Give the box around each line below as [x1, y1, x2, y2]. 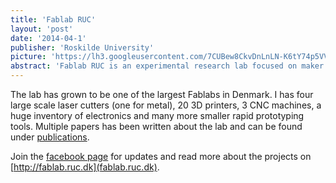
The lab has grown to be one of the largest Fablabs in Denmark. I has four [10, 89, 314, 100]
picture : [10, 52, 47, 62]
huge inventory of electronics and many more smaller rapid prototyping [10, 110, 305, 121]
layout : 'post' [10, 24, 74, 34]
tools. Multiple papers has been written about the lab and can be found [10, 121, 303, 132]
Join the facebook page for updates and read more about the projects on [10, 151, 312, 162]
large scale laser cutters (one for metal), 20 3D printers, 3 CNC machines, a [10, 99, 322, 111]
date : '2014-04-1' [10, 33, 87, 43]
